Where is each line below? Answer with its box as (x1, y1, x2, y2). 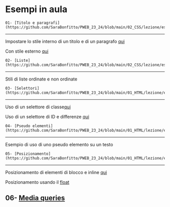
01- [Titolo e (5, 20, 35, 25)
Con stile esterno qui (5, 48, 49, 54)
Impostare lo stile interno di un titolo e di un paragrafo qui (5, 38, 125, 44)
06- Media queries (5, 194, 65, 202)
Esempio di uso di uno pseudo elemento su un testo (5, 141, 113, 147)
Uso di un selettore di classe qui (5, 104, 71, 110)
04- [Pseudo (5, 123, 30, 129)
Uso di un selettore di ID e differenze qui (5, 113, 90, 119)
